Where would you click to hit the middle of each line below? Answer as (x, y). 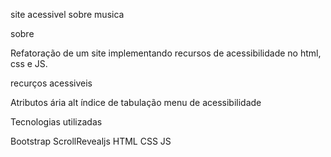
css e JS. (29, 63)
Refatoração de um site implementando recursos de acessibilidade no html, (166, 53)
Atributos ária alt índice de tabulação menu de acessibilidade (136, 102)
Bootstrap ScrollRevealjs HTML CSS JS (91, 141)
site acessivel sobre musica (67, 14)
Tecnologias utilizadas (56, 122)
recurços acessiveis (51, 83)
